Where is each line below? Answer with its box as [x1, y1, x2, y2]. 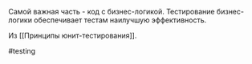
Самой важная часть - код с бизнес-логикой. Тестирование [8, 7, 215, 16]
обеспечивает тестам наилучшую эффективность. [33, 15, 207, 25]
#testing [8, 46, 36, 55]
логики [8, 15, 32, 25]
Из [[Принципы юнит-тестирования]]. [8, 31, 137, 40]
